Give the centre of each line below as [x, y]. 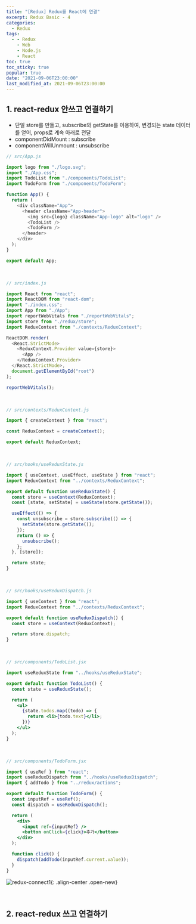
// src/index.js [26, 283]
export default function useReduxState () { [61, 492]
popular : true [24, 73]
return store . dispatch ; [41, 634]
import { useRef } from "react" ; [48, 772]
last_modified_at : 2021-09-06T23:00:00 [56, 84]
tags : [13, 34]
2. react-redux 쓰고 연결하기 [57, 914]
